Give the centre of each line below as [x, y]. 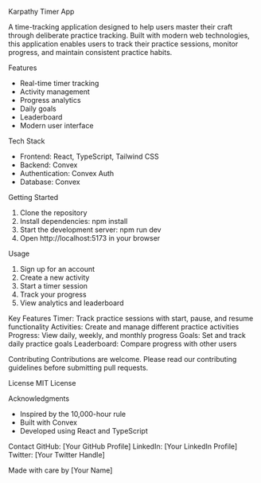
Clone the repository [53, 213]
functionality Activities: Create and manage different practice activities [124, 327]
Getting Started [33, 197]
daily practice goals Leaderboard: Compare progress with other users [123, 344]
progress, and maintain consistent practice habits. [90, 52]
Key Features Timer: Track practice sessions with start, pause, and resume [131, 318]
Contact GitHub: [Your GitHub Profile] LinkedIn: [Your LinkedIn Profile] [123, 446]
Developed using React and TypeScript [84, 431]
